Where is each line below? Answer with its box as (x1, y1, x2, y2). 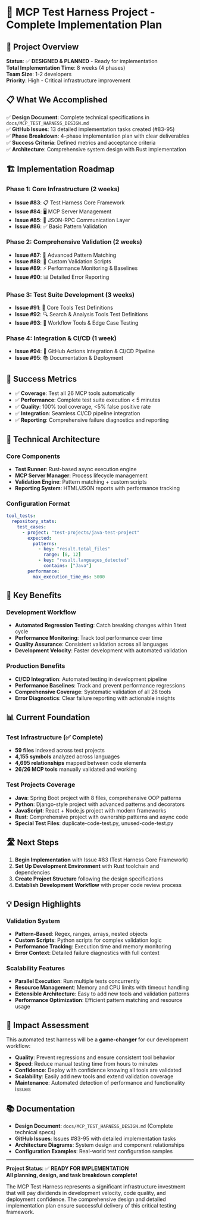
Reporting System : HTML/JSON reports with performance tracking (14, 484, 180, 491)
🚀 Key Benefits (6, 590, 62, 600)
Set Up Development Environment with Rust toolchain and (14, 863, 160, 870)
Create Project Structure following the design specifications (14, 875, 164, 882)
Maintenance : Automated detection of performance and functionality (14, 1079, 186, 1087)
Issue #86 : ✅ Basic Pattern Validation (14, 223, 107, 230)
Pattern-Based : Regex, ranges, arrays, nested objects (14, 930, 148, 938)
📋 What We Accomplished (6, 95, 108, 105)
